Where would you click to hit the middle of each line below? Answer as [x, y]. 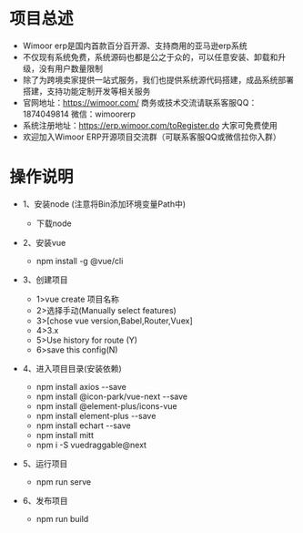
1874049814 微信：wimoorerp [79, 114]
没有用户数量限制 [71, 68]
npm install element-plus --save [96, 415]
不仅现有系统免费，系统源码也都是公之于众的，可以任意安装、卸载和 [150, 56]
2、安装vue [44, 242]
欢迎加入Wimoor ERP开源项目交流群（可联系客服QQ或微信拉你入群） [152, 137]
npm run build [62, 518]
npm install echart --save [83, 425]
